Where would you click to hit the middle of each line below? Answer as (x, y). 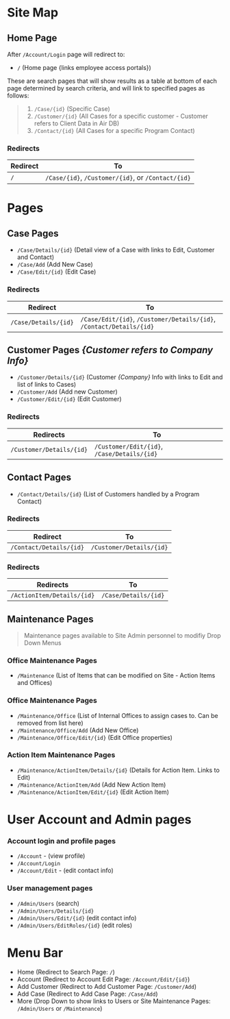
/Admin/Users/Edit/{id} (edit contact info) (77, 918)
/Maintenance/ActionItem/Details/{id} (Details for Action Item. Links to (118, 770)
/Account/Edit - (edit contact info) (65, 871)
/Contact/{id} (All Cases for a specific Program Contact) (114, 131)
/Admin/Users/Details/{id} (55, 911)
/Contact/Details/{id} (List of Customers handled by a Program (108, 494)
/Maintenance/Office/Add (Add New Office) (78, 730)
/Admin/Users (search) (48, 903)
